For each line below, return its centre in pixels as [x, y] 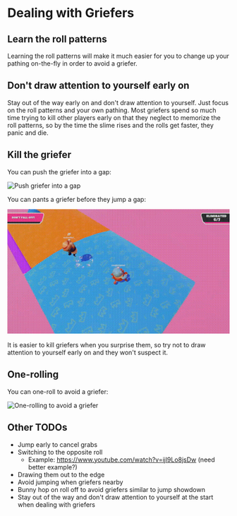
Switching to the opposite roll [60, 452]
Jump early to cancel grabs [57, 444]
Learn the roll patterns [57, 39]
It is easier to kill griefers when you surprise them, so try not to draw [107, 345]
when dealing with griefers [56, 504]
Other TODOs [37, 427]
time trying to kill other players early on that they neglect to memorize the [114, 117]
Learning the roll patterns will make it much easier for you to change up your [118, 56]
